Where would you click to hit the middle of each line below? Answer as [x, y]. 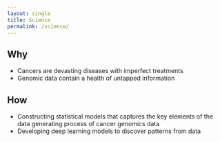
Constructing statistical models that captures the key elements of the [115, 116]
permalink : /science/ [38, 26]
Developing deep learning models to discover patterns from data [109, 131]
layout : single [29, 13]
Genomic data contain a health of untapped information [96, 78]
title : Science [29, 20]
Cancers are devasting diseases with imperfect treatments [100, 71]
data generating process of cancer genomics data [88, 124]
